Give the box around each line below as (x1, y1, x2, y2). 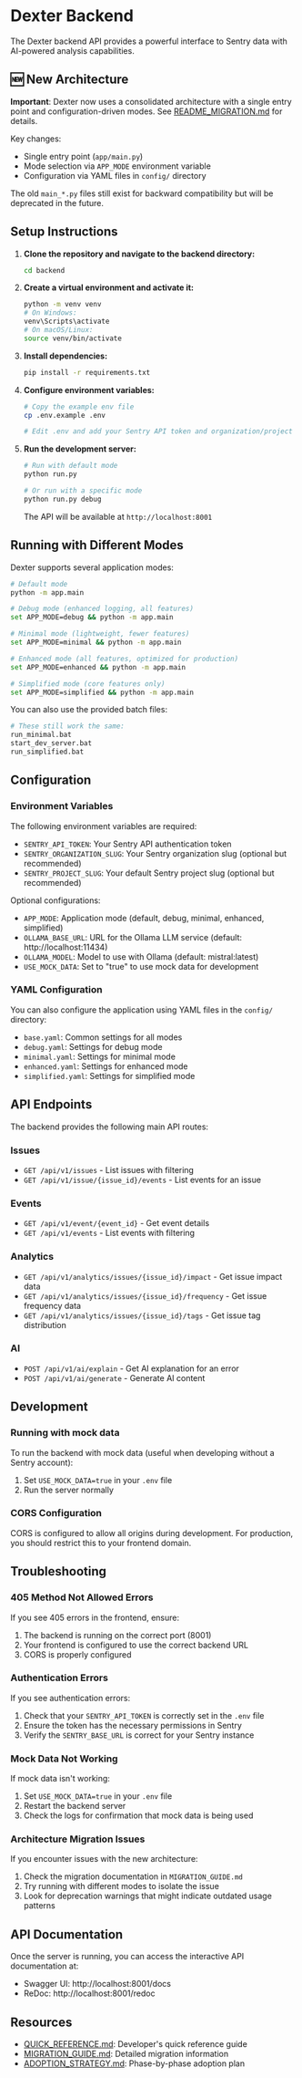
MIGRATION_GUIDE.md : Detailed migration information (23, 2049, 229, 2060)
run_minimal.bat (10, 731, 72, 740)
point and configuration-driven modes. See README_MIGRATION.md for (10, 106, 283, 117)
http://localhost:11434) (23, 941, 108, 952)
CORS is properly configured (23, 1648, 132, 1660)
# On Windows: (23, 308, 77, 317)
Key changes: (10, 133, 62, 144)
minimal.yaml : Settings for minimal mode (23, 1051, 176, 1062)
